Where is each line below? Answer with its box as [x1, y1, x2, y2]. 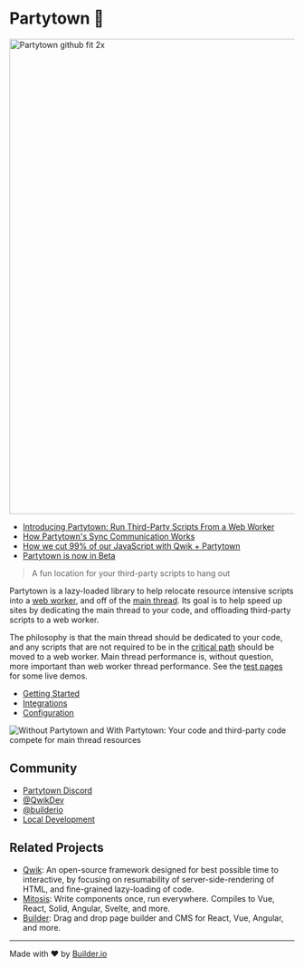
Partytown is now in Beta [22, 550, 116, 561]
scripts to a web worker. [9, 614, 100, 625]
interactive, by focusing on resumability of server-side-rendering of [22, 874, 274, 885]
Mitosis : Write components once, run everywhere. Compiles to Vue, [22, 893, 275, 904]
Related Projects [9, 840, 104, 856]
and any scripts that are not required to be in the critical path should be [9, 641, 274, 652]
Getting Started [22, 688, 80, 699]
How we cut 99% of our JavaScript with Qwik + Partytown [22, 540, 242, 552]
